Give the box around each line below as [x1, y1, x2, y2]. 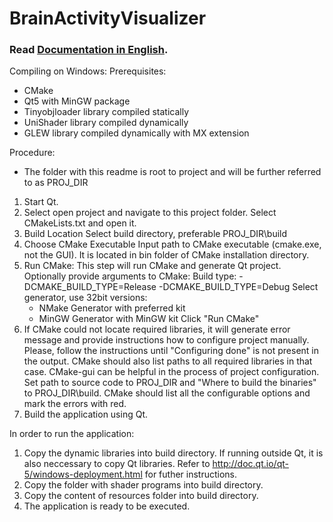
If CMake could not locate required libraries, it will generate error [23, 323, 291, 336]
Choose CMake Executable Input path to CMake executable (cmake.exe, [23, 238, 322, 251]
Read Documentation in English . [9, 43, 169, 57]
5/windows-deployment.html [23, 468, 143, 481]
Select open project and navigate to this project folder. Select [23, 207, 277, 219]
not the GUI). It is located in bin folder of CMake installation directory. [23, 249, 310, 261]
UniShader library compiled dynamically [23, 117, 189, 129]
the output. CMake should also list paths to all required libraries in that [23, 355, 313, 367]
